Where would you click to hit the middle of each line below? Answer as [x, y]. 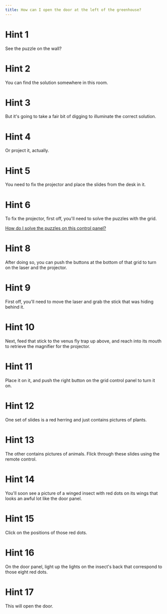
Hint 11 [19, 367]
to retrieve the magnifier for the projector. [48, 346]
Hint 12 [20, 406]
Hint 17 [19, 592]
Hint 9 [18, 288]
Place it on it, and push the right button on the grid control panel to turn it [80, 380]
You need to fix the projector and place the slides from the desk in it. [76, 184]
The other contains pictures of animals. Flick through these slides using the [83, 453]
